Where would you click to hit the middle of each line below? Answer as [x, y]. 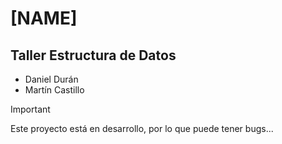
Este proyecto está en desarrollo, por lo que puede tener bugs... [142, 128]
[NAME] [44, 18]
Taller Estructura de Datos [93, 55]
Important [30, 109]
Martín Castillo [54, 90]
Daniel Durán [51, 79]
